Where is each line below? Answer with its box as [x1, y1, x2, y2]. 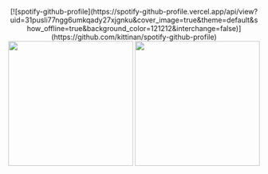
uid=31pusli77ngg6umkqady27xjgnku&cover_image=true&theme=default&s [10, 15, 258, 25]
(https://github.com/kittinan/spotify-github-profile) [51, 32, 217, 42]
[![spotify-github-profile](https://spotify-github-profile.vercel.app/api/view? [10, 7, 258, 16]
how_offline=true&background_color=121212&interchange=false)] [26, 24, 242, 33]
